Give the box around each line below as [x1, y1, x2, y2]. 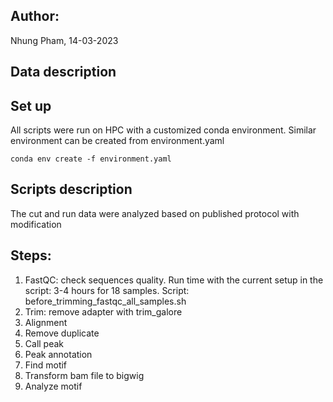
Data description [10, 64, 117, 81]
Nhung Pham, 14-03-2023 [10, 34, 119, 46]
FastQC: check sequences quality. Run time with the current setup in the [24, 274, 324, 286]
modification [10, 218, 62, 230]
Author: [10, 8, 60, 25]
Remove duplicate [24, 327, 100, 339]
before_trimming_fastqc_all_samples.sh [24, 295, 187, 307]
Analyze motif [24, 380, 83, 392]
